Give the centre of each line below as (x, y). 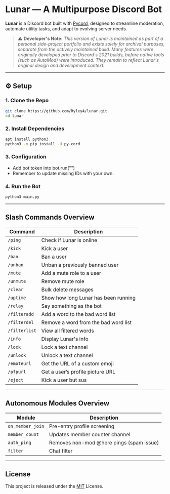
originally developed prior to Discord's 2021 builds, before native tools (91, 55)
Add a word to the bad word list (78, 314)
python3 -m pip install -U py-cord (43, 144)
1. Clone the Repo (27, 101)
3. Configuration (26, 157)
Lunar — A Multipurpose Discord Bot (84, 9)
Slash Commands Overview (50, 217)
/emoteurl (19, 363)
